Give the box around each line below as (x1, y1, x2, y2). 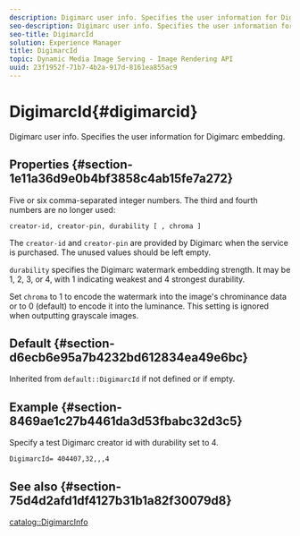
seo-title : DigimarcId (9, 30, 94, 38)
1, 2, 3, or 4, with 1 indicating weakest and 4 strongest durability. (9, 274, 246, 285)
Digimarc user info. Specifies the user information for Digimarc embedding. (9, 131, 286, 141)
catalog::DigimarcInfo (9, 516, 88, 528)
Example (9, 399, 59, 414)
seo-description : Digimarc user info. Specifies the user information (9, 21, 278, 30)
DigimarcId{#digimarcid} (9, 102, 198, 122)
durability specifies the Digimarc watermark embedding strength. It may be (9, 264, 291, 275)
